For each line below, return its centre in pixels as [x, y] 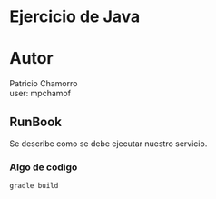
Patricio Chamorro [44, 84]
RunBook [35, 121]
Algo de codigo [44, 167]
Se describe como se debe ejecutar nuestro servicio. [108, 144]
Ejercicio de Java [75, 17]
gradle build [34, 186]
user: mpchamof [40, 94]
